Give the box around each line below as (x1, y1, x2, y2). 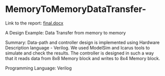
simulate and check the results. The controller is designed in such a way (5, 50, 154, 56)
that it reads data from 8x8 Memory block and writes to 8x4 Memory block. (5, 55, 160, 61)
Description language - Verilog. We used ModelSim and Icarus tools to (5, 44, 150, 50)
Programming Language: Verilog (5, 65, 72, 71)
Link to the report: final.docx (5, 20, 63, 26)
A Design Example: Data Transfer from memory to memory (5, 29, 126, 35)
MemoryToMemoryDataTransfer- (5, 3, 146, 15)
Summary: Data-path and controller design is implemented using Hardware (5, 39, 160, 45)
